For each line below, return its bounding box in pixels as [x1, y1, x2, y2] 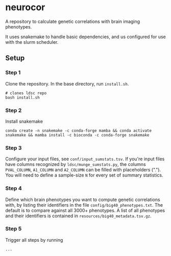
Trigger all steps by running [5, 237, 63, 243]
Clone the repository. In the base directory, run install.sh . [5, 80, 129, 87]
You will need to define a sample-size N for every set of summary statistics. [5, 172, 163, 178]
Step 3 [5, 144, 22, 151]
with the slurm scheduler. [5, 39, 59, 45]
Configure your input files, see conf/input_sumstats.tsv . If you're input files [5, 156, 165, 162]
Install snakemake [5, 118, 43, 124]
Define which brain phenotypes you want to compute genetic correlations [5, 196, 160, 203]
